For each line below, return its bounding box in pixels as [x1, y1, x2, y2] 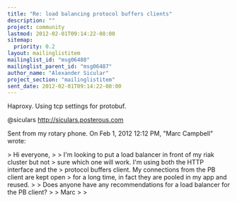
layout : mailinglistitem [7, 50, 81, 57]
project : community [7, 23, 65, 30]
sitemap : [7, 37, 33, 44]
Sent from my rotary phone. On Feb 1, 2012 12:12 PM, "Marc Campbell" [7, 129, 214, 138]
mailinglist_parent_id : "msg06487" [7, 63, 112, 70]
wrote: [7, 137, 26, 145]
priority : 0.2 [13, 43, 55, 50]
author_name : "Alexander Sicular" [7, 69, 110, 76]
